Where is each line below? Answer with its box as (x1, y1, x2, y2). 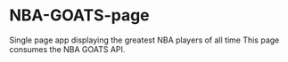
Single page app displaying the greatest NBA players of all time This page (9, 35, 280, 45)
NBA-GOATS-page (9, 5, 150, 26)
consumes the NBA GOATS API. (9, 43, 126, 54)
